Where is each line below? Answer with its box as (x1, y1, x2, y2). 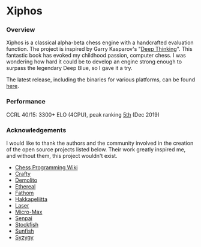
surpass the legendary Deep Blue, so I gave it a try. (6, 65, 133, 72)
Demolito (14, 176, 38, 184)
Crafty (14, 170, 31, 178)
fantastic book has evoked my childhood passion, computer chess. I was (6, 52, 186, 59)
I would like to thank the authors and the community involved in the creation (6, 139, 194, 147)
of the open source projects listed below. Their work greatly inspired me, (6, 146, 186, 153)
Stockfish (14, 221, 39, 228)
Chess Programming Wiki (14, 164, 78, 171)
